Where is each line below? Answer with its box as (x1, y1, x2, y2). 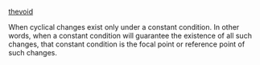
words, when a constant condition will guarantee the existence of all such (8, 31, 252, 40)
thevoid (8, 7, 34, 16)
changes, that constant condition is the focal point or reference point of (8, 39, 246, 49)
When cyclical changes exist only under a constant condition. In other (8, 22, 240, 31)
